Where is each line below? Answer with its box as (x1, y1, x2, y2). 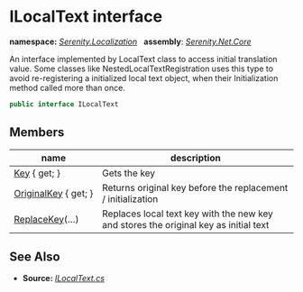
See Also (9, 250, 60, 265)
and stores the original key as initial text (102, 218, 270, 231)
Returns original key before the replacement (102, 181, 289, 194)
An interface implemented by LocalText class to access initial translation (9, 53, 278, 64)
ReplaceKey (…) (14, 213, 79, 225)
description (170, 151, 221, 164)
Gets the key (102, 167, 156, 179)
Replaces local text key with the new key (102, 207, 273, 220)
